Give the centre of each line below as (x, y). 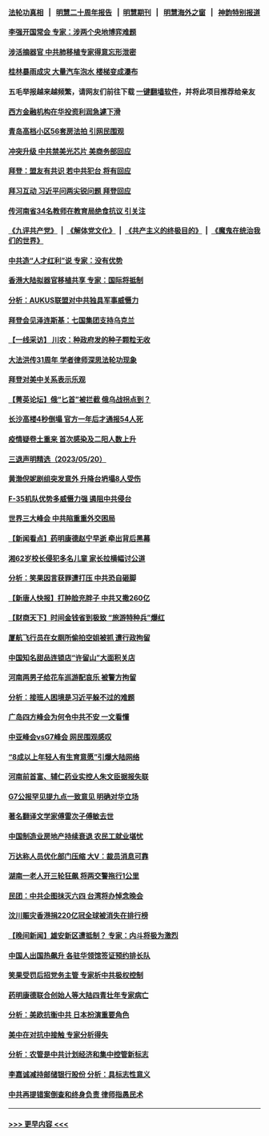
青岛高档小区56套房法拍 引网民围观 (66, 132)
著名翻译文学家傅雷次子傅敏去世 (61, 816)
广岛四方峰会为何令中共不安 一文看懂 (69, 717)
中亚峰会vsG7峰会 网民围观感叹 (60, 736)
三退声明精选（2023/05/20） (57, 459)
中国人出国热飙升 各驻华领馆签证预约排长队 (79, 955)
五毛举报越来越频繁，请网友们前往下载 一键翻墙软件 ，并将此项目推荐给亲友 (132, 91)
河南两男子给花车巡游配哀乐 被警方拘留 (72, 677)
